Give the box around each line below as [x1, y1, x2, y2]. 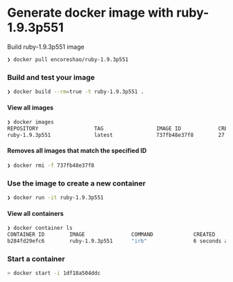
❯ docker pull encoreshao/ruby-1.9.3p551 [7, 56, 129, 63]
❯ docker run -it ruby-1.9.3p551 [7, 194, 104, 201]
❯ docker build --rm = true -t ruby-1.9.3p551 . [7, 88, 144, 95]
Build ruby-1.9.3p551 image [7, 42, 85, 51]
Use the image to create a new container [7, 179, 146, 188]
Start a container [7, 254, 65, 263]
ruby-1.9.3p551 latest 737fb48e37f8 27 [7, 131, 225, 138]
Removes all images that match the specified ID [7, 147, 147, 155]
